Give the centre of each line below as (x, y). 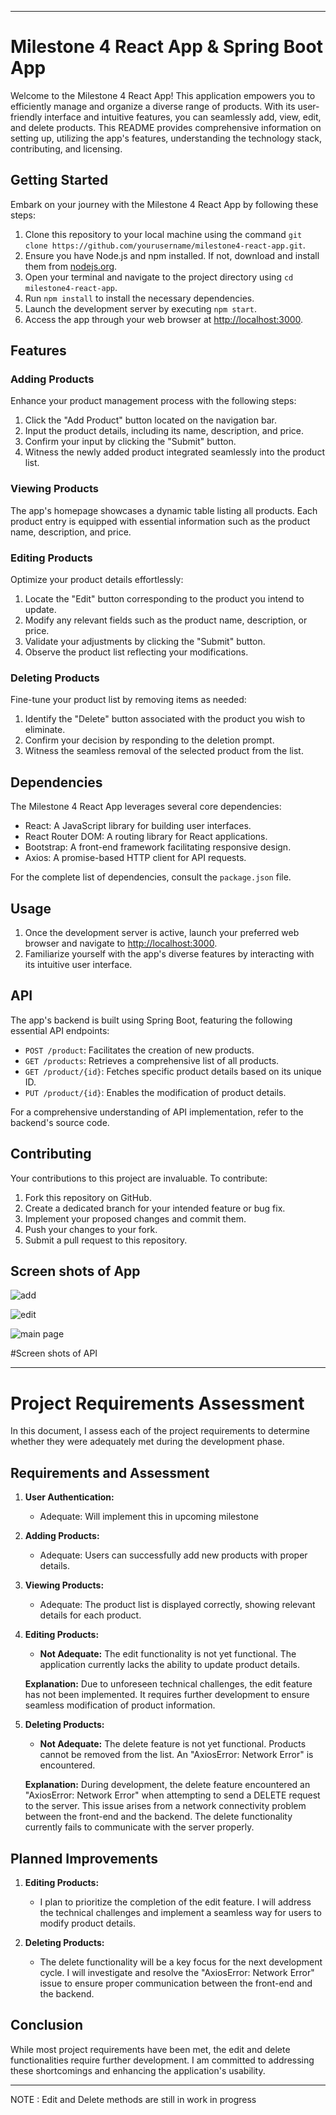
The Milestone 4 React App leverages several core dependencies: (146, 807)
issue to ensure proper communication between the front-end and (176, 1983)
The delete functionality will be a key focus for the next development (181, 1962)
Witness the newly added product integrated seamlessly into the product (174, 452)
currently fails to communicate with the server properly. (139, 1827)
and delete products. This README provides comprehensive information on (166, 127)
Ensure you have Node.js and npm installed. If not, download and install (172, 255)
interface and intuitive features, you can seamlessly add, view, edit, (183, 117)
